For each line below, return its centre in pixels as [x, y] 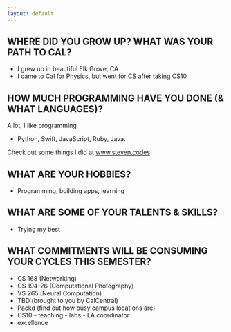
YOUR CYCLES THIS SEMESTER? [79, 262]
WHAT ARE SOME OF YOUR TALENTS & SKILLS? [113, 213]
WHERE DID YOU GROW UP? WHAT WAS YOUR [110, 42]
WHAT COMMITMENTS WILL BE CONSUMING [108, 251]
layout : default [30, 13]
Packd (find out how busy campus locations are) [86, 308]
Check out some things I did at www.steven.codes [79, 152]
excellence [33, 322]
